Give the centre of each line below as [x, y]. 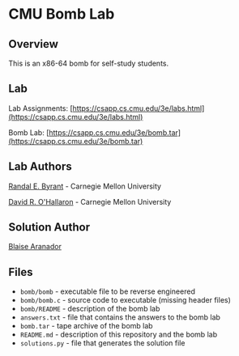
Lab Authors [41, 167]
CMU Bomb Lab [62, 14]
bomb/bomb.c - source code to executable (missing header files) [125, 300]
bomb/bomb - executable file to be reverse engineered [108, 291]
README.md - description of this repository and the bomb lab [118, 335]
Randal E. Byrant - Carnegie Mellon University [85, 186]
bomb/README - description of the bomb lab [90, 309]
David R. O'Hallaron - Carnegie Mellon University [90, 201]
